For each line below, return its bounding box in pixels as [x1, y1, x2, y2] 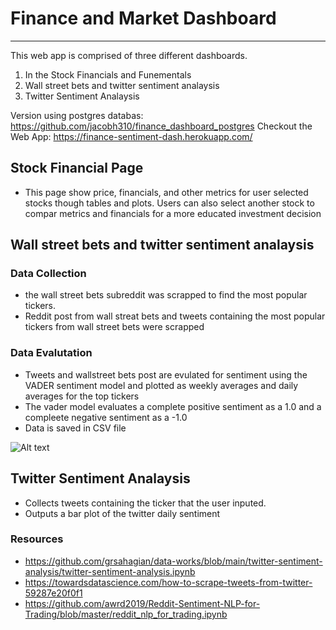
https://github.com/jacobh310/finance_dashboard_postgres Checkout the [10, 120, 313, 132]
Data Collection [10, 267, 87, 281]
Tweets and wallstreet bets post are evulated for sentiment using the [24, 368, 308, 381]
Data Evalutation [10, 346, 93, 360]
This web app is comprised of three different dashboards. [10, 49, 248, 61]
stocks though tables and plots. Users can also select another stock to [24, 197, 315, 209]
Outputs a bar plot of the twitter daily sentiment [24, 507, 221, 519]
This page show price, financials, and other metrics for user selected [24, 186, 309, 198]
